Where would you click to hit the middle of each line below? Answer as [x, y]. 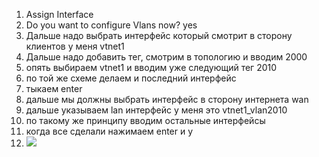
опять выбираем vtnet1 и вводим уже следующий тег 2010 [151, 67]
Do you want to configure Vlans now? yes [111, 25]
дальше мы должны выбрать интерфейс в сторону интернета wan [167, 99]
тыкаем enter [54, 88]
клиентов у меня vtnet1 [75, 46]
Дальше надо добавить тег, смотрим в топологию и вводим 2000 [166, 57]
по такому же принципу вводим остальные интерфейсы [145, 120]
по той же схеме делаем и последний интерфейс [131, 78]
